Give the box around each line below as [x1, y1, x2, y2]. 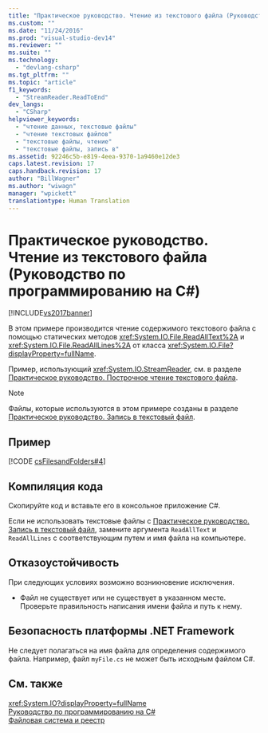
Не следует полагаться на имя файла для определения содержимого [8, 645, 246, 655]
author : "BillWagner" [8, 174, 81, 183]
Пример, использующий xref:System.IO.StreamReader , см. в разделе [8, 364, 242, 374]
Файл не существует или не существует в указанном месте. [19, 593, 226, 602]
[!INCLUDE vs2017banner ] [8, 308, 93, 318]
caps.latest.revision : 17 [8, 160, 94, 168]
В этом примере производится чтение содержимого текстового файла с [8, 323, 257, 333]
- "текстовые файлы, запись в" [15, 145, 120, 153]
